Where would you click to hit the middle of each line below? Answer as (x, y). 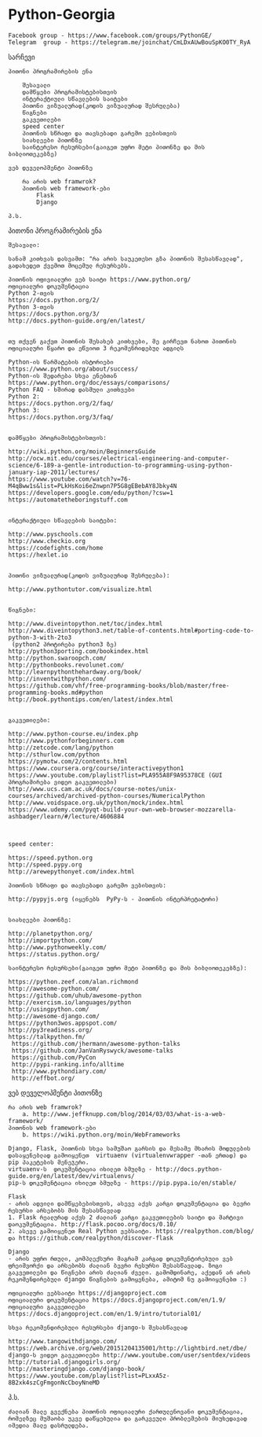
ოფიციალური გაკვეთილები (47, 1307)
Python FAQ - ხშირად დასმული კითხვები (71, 390)
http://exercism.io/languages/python (70, 1002)
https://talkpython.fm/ (47, 1036)
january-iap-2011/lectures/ (54, 472)
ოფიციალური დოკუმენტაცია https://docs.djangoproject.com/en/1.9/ (117, 1300)
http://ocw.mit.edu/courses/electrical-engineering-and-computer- (119, 458)
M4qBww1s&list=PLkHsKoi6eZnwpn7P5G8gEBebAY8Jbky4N (93, 486)
